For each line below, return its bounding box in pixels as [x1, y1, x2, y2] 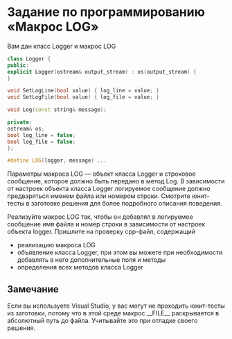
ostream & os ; [7, 125, 45, 132]
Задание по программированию [7, 4, 206, 20]
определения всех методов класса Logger [17, 263, 144, 272]
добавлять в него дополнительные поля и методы [17, 256, 166, 264]
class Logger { [7, 55, 51, 63]
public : [7, 62, 30, 69]
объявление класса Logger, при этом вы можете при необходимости [17, 248, 223, 257]
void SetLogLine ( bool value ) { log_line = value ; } [7, 88, 159, 94]
